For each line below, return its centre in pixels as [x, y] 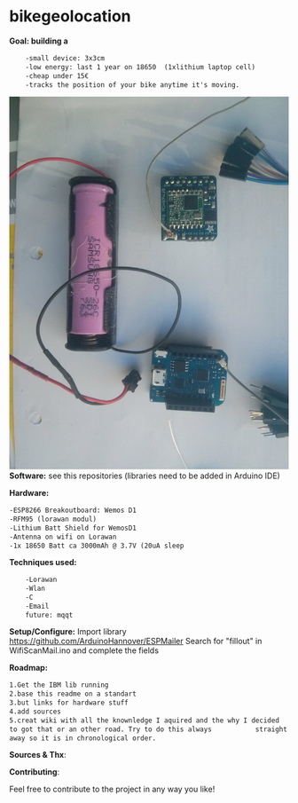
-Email [37, 606]
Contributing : [35, 772]
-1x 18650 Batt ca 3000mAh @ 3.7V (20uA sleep [97, 546]
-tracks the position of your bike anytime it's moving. [133, 85]
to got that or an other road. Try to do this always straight [149, 729]
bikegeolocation [70, 16]
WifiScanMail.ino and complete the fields [84, 650]
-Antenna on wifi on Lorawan [63, 537]
